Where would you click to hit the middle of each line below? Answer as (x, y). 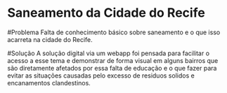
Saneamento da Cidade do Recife (106, 13)
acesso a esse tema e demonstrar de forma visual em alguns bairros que (113, 60)
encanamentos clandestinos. (49, 83)
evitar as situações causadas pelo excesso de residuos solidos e (101, 76)
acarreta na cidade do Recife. (50, 39)
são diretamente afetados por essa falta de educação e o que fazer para (112, 68)
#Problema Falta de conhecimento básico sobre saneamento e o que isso (114, 32)
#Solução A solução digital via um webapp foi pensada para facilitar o (108, 53)
